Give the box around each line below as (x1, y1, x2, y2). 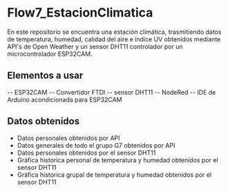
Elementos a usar (7, 70, 84, 81)
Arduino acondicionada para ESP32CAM (7, 95, 122, 104)
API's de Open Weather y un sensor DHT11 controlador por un (7, 42, 183, 50)
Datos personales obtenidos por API (17, 133, 120, 142)
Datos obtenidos (7, 115, 80, 127)
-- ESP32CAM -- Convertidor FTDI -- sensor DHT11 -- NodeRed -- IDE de (7, 88, 216, 96)
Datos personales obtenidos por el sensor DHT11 (17, 148, 156, 157)
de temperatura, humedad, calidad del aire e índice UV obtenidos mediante (7, 35, 221, 43)
